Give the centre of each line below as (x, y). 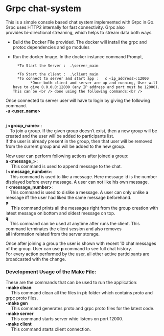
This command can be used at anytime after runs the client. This (75, 223)
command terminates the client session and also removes (64, 229)
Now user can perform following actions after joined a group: (67, 156)
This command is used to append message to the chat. (66, 166)
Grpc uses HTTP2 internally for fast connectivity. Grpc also (65, 27)
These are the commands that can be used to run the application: (71, 283)
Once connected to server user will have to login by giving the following (78, 100)
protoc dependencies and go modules (51, 47)
